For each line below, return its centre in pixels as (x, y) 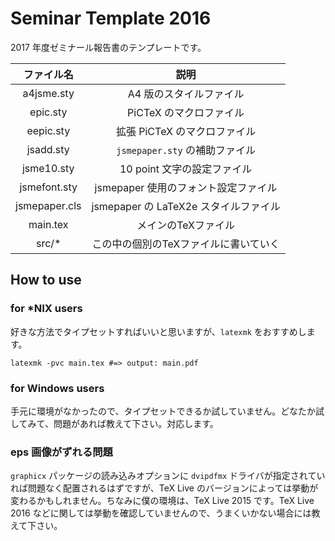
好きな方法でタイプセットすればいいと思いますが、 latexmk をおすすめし (158, 331)
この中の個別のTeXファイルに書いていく (185, 244)
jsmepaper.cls (48, 205)
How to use (46, 280)
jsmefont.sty (48, 187)
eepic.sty (48, 130)
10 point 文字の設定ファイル (186, 169)
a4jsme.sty (48, 93)
